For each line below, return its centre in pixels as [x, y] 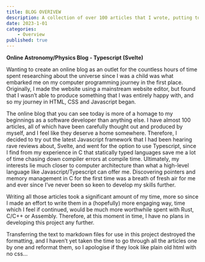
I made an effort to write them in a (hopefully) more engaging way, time [96, 203]
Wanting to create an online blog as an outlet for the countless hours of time [102, 69]
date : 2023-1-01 [27, 23]
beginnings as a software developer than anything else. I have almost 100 [99, 120]
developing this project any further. [50, 222]
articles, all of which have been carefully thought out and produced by [95, 126]
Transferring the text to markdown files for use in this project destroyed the [101, 234]
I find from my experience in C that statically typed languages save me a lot [101, 152]
